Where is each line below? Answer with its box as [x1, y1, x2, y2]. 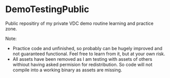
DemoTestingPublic [5, 4, 90, 15]
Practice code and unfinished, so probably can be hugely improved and [12, 45, 162, 51]
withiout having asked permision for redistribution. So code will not [12, 61, 153, 67]
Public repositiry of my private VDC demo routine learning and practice [5, 20, 154, 26]
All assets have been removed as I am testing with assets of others [12, 56, 152, 62]
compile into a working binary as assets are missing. [12, 67, 122, 73]
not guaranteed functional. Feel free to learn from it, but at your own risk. [12, 51, 165, 57]
